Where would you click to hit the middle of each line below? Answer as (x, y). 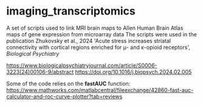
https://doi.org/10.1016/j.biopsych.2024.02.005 (133, 71)
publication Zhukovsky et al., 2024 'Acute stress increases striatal (89, 41)
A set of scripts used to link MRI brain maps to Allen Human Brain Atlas (95, 28)
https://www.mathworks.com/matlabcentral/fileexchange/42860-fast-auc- (100, 90)
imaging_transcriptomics (71, 11)
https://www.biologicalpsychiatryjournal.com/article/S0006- (82, 65)
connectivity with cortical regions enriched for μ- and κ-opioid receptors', (98, 47)
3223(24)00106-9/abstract (40, 71)
